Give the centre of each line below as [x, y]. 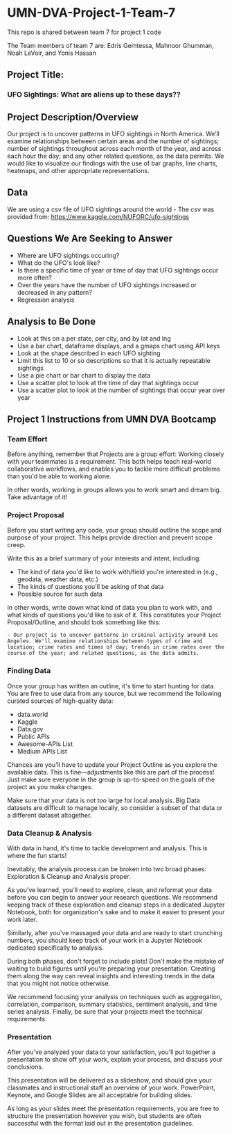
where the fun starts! [37, 856]
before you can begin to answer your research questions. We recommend [113, 898]
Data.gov [30, 729]
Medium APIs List [42, 751]
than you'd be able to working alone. [60, 476]
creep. [16, 545]
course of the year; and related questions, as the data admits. [103, 654]
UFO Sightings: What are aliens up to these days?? [94, 95]
